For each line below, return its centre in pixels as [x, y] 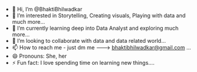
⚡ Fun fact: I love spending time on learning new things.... [83, 63]
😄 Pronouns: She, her [39, 56]
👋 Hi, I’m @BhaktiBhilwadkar [47, 9]
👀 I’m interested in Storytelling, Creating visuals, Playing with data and [98, 15]
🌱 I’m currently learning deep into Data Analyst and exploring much [95, 28]
